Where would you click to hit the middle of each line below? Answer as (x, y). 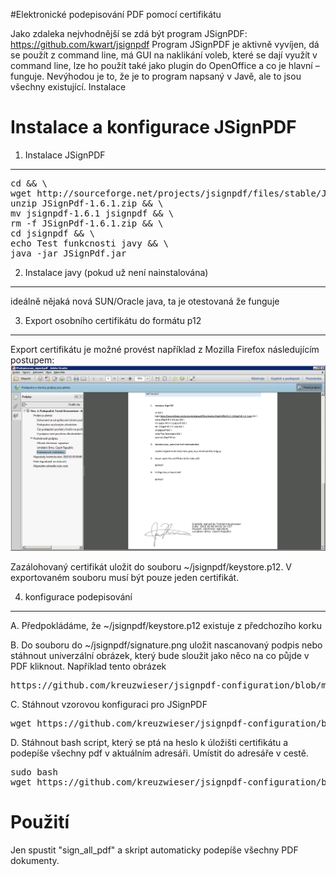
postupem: (32, 360)
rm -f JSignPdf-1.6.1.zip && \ (87, 223)
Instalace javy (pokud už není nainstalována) (116, 272)
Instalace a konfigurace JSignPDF (153, 127)
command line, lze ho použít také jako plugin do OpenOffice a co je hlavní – (165, 65)
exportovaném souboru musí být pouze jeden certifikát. (125, 577)
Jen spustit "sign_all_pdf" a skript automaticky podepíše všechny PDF (154, 850)
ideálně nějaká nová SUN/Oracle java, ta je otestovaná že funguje (145, 301)
